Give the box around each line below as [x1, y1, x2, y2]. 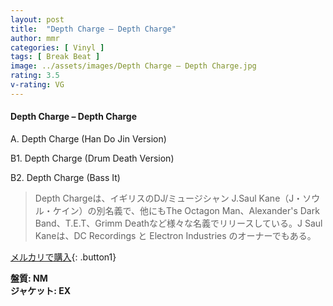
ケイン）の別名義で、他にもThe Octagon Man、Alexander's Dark [52, 204, 320, 216]
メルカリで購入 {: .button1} [10, 251, 117, 263]
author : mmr [10, 33, 60, 43]
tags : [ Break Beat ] [10, 52, 101, 62]
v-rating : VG [10, 80, 65, 90]
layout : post [10, 14, 65, 25]
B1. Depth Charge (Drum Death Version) [10, 152, 175, 164]
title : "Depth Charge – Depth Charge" [10, 24, 177, 34]
